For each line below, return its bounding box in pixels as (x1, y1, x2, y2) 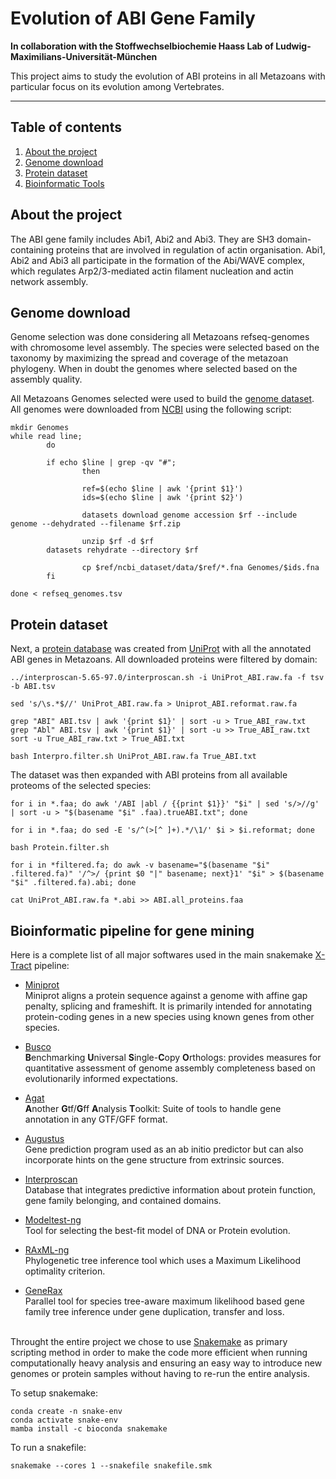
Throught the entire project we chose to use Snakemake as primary (10, 1336, 288, 1347)
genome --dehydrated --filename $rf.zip (10, 519, 182, 529)
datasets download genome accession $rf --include (81, 510, 298, 521)
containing (10, 243, 55, 256)
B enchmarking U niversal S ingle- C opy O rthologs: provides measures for (24, 1052, 322, 1063)
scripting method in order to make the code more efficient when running (10, 1347, 308, 1358)
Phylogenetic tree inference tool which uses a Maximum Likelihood (24, 1255, 302, 1266)
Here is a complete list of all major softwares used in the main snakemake (10, 949, 313, 961)
